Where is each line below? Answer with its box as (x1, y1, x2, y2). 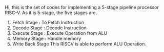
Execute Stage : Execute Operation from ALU (12, 30, 108, 36)
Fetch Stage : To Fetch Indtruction (12, 20, 84, 25)
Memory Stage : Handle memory (12, 35, 81, 41)
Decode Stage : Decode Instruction (12, 25, 87, 31)
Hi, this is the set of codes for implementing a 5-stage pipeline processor (5, 5, 159, 10)
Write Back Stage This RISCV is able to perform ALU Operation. (12, 41, 147, 47)
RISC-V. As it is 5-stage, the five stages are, (5, 10, 97, 16)
